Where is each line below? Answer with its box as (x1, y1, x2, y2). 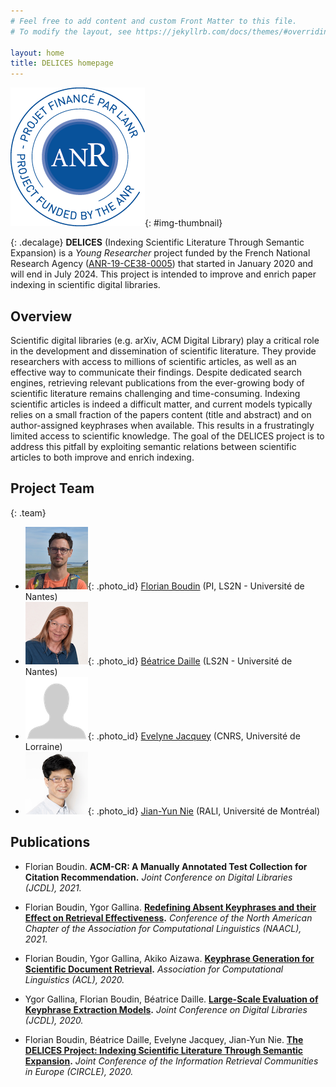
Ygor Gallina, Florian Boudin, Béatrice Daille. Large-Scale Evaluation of (24, 993, 319, 1005)
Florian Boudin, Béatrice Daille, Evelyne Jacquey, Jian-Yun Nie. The (24, 1033, 304, 1045)
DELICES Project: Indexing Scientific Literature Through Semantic (24, 1044, 304, 1056)
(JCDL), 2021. (24, 881, 82, 894)
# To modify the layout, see (10, 26, 132, 37)
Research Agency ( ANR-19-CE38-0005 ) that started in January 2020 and (10, 258, 314, 270)
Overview (10, 308, 73, 325)
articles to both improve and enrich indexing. (10, 451, 195, 463)
